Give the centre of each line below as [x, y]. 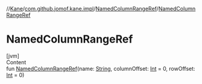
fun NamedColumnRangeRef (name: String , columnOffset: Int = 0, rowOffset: [101, 68]
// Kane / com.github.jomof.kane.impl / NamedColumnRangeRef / [82, 9]
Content [16, 62]
